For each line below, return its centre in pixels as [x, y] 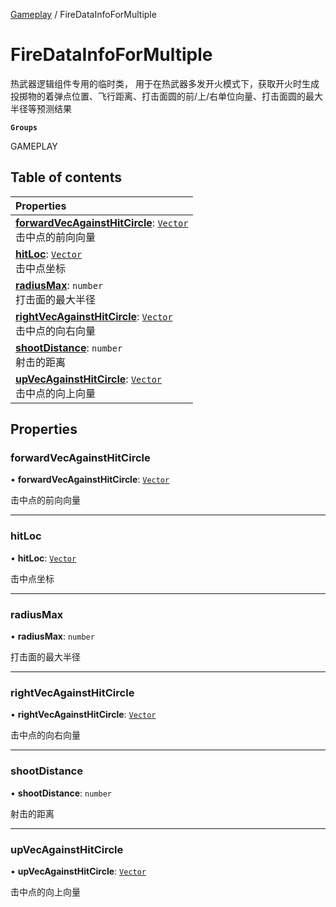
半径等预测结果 [41, 108]
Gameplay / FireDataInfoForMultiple [83, 14]
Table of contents [66, 177]
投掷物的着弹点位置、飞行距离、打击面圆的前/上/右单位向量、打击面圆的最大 [167, 96]
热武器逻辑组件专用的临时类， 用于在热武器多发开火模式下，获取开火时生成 [165, 83]
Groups [24, 127]
